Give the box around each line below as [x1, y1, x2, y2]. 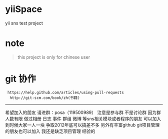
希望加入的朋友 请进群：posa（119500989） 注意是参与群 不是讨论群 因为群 [5, 109, 161, 115]
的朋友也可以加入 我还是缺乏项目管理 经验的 [5, 128, 95, 134]
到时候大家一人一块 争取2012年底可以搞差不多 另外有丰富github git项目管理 [5, 121, 160, 128]
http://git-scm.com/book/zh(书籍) [9, 95, 80, 100]
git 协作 [5, 73, 36, 84]
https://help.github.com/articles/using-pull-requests [7, 90, 124, 95]
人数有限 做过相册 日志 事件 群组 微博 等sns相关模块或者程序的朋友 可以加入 [5, 115, 161, 121]
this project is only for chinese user [17, 54, 90, 60]
